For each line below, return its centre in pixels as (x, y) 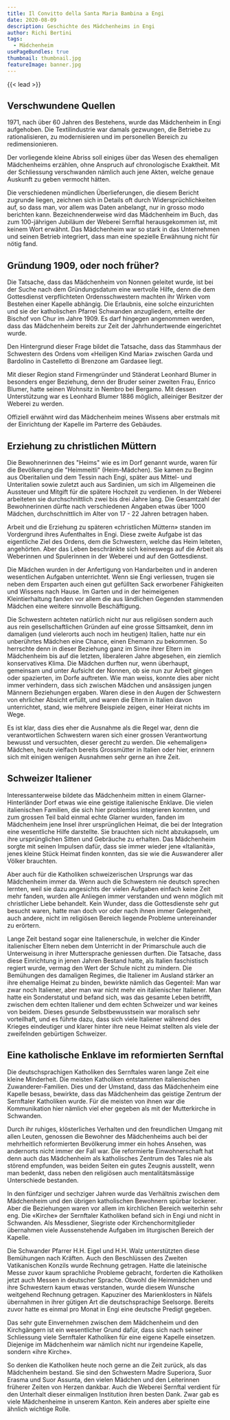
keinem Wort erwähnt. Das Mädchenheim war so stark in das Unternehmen (113, 229)
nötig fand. (22, 244)
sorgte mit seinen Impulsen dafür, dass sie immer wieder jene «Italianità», (111, 846)
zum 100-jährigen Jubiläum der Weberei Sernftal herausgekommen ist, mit (112, 222)
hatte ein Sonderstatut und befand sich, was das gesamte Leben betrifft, (110, 997)
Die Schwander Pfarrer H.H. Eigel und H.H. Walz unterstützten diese (104, 1250)
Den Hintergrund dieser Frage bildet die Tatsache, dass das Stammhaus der (114, 347)
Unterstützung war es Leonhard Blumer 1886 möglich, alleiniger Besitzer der (115, 397)
